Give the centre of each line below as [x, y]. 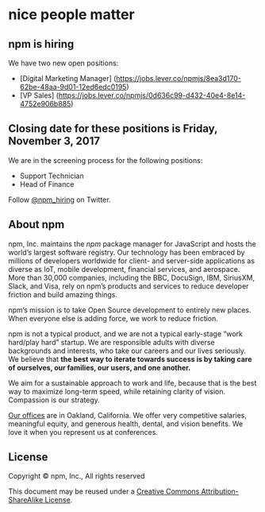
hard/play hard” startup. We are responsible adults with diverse [111, 342]
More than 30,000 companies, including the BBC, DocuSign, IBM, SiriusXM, [132, 277]
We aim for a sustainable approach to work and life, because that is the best [132, 382]
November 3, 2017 [54, 141]
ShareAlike [26, 500]
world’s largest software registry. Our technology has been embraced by [127, 252]
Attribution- [220, 491]
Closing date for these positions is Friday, [113, 129]
